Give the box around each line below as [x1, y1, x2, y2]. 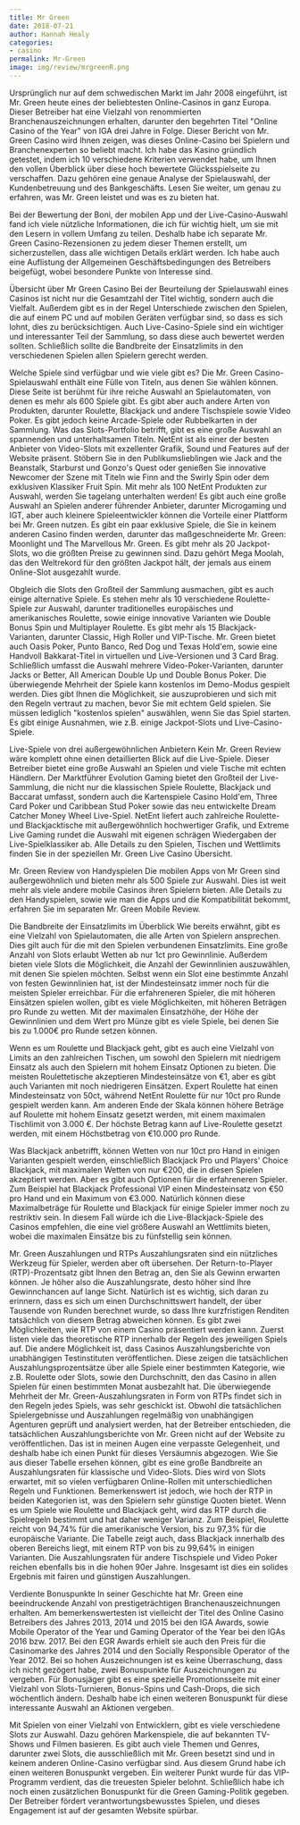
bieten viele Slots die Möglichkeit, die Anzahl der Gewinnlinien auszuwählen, [9, 958, 291, 970]
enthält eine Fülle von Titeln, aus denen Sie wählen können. [59, 376, 279, 387]
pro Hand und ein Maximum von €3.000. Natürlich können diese [9, 1192, 246, 1203]
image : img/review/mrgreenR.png [9, 63, 129, 72]
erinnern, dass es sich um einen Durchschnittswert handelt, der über [9, 1295, 262, 1306]
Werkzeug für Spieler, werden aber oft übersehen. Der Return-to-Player [9, 1257, 273, 1268]
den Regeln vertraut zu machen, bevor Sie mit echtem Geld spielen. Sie [9, 698, 271, 709]
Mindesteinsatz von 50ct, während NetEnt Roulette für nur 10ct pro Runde [9, 1089, 281, 1100]
